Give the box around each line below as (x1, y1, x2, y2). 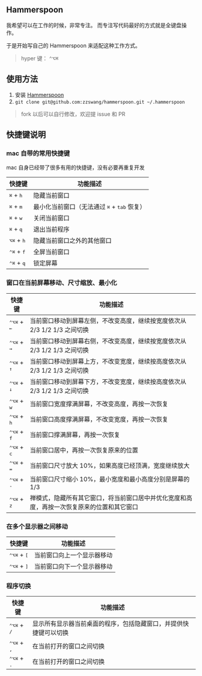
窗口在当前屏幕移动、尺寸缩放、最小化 (6, 279, 117, 287)
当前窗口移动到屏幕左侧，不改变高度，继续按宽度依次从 (29, 316, 186, 324)
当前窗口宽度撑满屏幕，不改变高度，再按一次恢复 (29, 400, 168, 408)
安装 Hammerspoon (14, 91, 64, 98)
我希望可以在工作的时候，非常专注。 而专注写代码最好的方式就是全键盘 (6, 21, 182, 29)
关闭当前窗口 (33, 214, 70, 222)
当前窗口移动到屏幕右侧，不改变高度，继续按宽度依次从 (29, 336, 186, 345)
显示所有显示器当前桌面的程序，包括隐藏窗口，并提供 (32, 619, 183, 628)
